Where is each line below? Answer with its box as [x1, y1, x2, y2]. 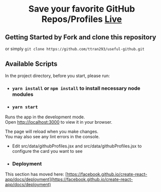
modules [12, 91, 34, 97]
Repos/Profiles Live [41, 14, 123, 25]
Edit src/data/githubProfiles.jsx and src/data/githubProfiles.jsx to [12, 143, 142, 149]
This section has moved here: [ [5, 171, 67, 177]
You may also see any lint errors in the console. [5, 134, 100, 140]
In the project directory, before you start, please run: [5, 73, 110, 79]
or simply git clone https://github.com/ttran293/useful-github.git [5, 46, 145, 51]
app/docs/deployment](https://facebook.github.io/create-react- [5, 176, 133, 182]
